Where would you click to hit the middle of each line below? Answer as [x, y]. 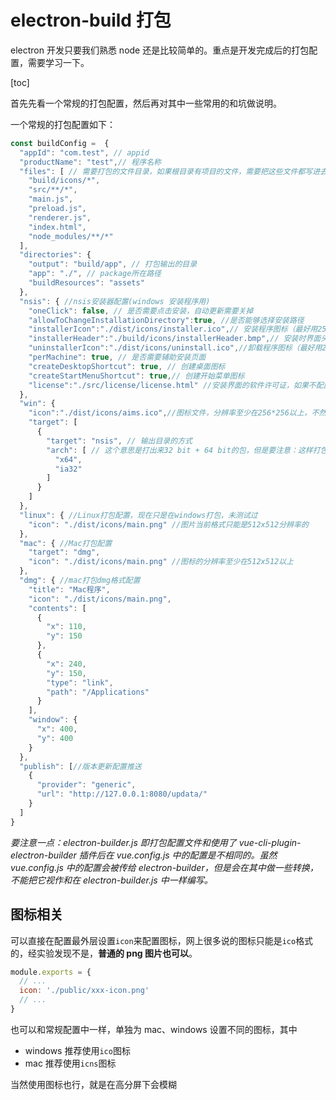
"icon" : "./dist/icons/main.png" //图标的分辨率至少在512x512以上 [161, 562]
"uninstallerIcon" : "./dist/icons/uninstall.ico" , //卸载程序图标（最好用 [175, 348]
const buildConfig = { [60, 143]
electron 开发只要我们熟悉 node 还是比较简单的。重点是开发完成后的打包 [160, 50]
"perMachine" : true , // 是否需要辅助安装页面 [117, 357]
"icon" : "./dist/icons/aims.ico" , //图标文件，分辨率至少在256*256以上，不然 [177, 413]
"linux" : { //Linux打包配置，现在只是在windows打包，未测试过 [138, 515]
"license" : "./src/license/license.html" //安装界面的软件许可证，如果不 [172, 385]
